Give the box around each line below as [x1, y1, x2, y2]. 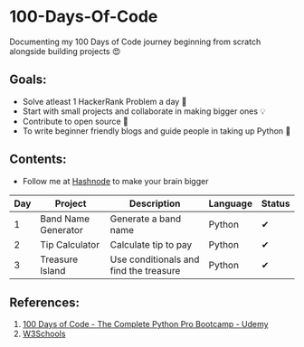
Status [261, 197, 290, 210]
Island [40, 264, 66, 277]
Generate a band [109, 212, 182, 225]
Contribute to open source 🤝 [22, 116, 128, 127]
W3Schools [22, 328, 66, 340]
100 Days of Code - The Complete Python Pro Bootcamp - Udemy [22, 319, 269, 330]
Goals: [9, 72, 47, 88]
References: [9, 295, 80, 310]
